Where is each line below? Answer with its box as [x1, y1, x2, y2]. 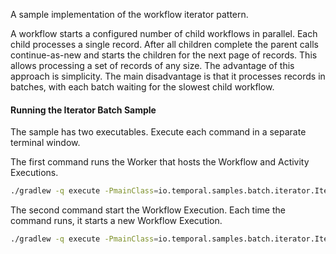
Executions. [10, 167, 59, 179]
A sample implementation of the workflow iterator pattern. [10, 9, 249, 20]
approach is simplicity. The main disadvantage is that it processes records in [10, 70, 326, 82]
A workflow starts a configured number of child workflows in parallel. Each [10, 28, 318, 39]
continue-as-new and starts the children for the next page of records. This [10, 49, 318, 61]
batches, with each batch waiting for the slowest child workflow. [10, 81, 275, 93]
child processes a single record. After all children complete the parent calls [10, 39, 319, 50]
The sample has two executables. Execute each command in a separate [10, 126, 307, 138]
